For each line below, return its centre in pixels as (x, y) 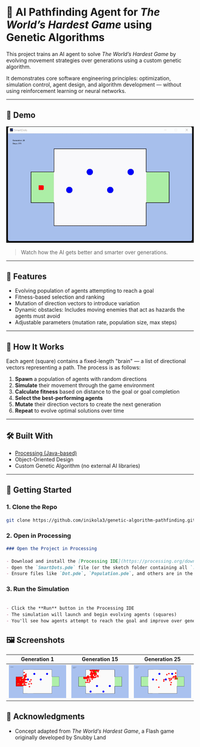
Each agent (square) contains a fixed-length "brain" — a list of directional (96, 361)
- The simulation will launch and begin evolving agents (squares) (92, 615)
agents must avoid (37, 316)
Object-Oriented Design (44, 460)
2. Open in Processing (39, 535)
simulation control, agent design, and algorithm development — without (94, 84)
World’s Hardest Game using (79, 25)
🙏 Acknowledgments (46, 717)
